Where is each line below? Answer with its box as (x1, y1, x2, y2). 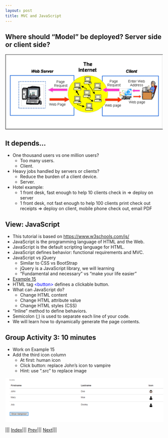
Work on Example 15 (12, 346, 55, 352)
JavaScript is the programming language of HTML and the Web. (12, 239, 144, 245)
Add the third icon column (12, 351, 66, 358)
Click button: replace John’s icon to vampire (20, 362, 111, 368)
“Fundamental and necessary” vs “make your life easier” (20, 271, 137, 277)
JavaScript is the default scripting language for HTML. (12, 244, 125, 250)
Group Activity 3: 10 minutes (5, 333, 96, 342)
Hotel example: (12, 184, 44, 190)
